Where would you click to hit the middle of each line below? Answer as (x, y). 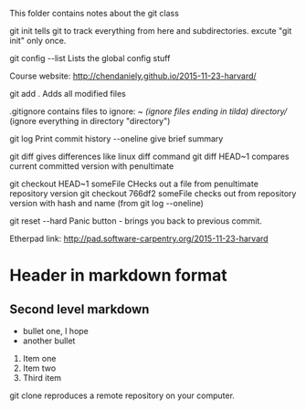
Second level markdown (79, 309)
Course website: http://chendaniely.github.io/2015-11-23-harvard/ (133, 76)
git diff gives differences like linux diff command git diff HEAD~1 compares (149, 156)
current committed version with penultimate (92, 166)
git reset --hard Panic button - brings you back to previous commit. (136, 221)
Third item (42, 378)
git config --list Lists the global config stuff (90, 58)
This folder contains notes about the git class (95, 13)
